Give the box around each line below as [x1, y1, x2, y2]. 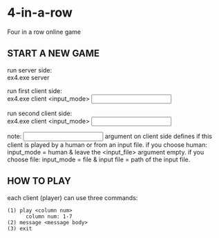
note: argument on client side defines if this [7, 132, 213, 140]
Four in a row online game [7, 28, 82, 36]
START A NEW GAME [7, 48, 100, 59]
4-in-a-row [7, 5, 73, 21]
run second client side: [7, 109, 73, 117]
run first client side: [7, 86, 62, 95]
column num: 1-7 [25, 212, 73, 220]
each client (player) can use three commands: [7, 193, 138, 201]
